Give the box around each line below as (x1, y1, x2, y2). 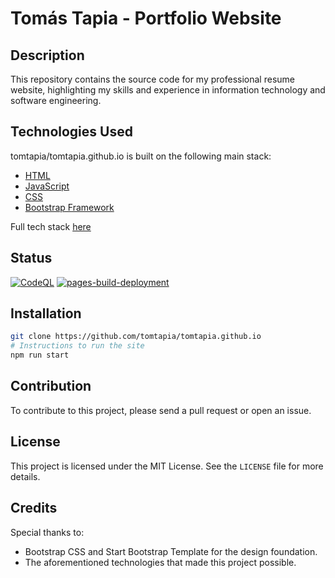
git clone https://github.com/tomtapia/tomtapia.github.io (10, 332, 262, 342)
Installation (10, 305, 82, 322)
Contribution (10, 378, 92, 395)
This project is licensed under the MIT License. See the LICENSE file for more (10, 460, 324, 472)
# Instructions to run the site (10, 341, 145, 351)
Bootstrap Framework (24, 201, 115, 213)
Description (10, 47, 85, 64)
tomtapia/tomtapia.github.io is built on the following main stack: (10, 150, 272, 162)
